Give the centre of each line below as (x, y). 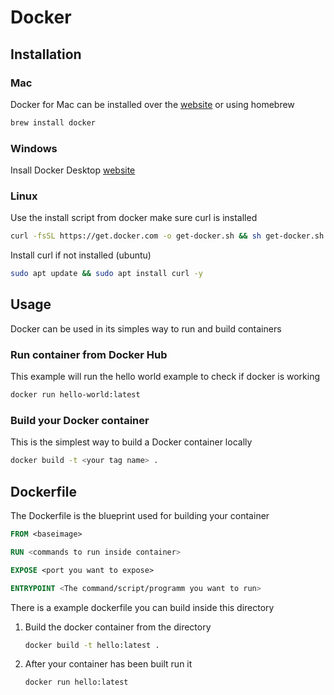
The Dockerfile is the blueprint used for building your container (140, 516)
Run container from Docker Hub (89, 354)
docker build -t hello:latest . (92, 645)
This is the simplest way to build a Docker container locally (131, 442)
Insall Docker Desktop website (73, 170)
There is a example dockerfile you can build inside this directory (142, 607)
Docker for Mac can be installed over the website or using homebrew (152, 104)
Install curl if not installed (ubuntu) (81, 255)
